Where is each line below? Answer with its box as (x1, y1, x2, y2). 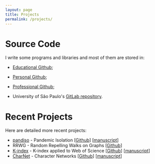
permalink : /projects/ (5, 16, 53, 21)
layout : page (5, 7, 33, 12)
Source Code (5, 38, 61, 49)
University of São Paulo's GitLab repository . (12, 93, 103, 99)
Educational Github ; (12, 64, 54, 70)
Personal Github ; (12, 74, 48, 80)
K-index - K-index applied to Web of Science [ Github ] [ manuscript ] (12, 148, 150, 154)
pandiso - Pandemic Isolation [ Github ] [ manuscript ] (12, 137, 119, 143)
